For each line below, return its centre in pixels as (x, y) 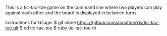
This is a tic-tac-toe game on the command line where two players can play (84, 7)
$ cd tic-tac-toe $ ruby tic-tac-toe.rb (58, 28)
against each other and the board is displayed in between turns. (71, 13)
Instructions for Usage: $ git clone (41, 23)
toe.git (12, 28)
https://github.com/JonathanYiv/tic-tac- (118, 23)
